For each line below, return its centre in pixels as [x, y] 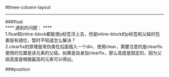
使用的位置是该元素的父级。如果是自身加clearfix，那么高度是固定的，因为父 [83, 53]
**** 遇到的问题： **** [28, 28]
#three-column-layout [28, 7]
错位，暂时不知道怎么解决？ [47, 40]
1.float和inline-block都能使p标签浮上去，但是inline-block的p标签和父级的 [80, 34]
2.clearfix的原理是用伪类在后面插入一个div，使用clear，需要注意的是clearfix [84, 47]
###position [18, 69]
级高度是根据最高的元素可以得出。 [40, 59]
